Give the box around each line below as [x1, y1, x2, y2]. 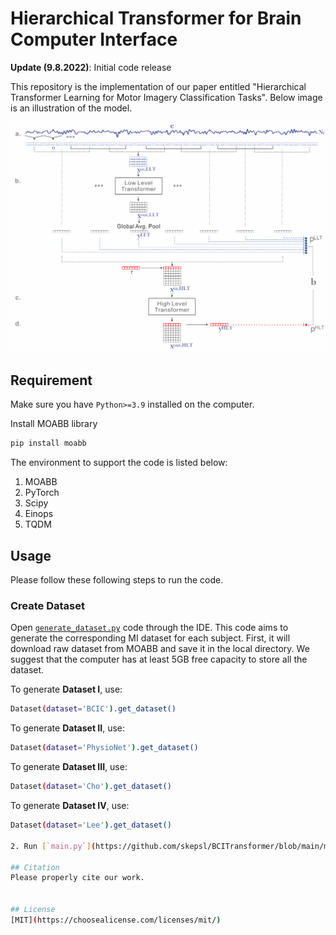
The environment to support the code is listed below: [10, 457, 228, 469]
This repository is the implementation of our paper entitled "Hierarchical [10, 80, 307, 92]
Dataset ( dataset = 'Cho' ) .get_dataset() [10, 782, 172, 792]
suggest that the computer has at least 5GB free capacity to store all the [10, 653, 308, 666]
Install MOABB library [10, 418, 98, 430]
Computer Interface [10, 28, 178, 51]
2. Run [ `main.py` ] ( [10, 841, 97, 851]
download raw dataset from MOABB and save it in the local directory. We [10, 643, 310, 655]
